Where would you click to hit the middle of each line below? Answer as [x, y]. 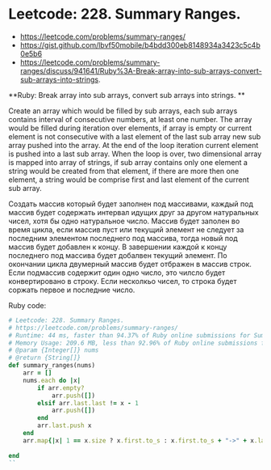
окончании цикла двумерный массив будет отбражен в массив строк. [130, 264]
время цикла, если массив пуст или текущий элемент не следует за [126, 229]
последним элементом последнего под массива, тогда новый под [123, 238]
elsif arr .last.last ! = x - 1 [88, 403]
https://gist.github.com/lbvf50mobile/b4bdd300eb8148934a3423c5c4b [140, 44]
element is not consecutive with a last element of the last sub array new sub [135, 136]
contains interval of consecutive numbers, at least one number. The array [130, 119]
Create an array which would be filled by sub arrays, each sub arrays [123, 111]
